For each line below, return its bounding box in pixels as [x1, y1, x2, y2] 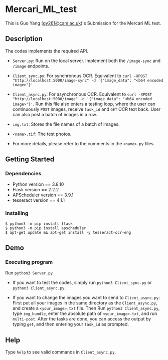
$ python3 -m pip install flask [5, 221, 73, 226]
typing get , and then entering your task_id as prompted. [12, 321, 129, 327]
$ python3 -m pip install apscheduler [5, 225, 86, 231]
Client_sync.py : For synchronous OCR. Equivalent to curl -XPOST [12, 73, 147, 79]
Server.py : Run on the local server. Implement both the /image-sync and [12, 58, 161, 64]
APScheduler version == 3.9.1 [12, 192, 74, 198]
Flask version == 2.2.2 [12, 187, 59, 193]
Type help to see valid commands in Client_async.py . [5, 349, 116, 355]
